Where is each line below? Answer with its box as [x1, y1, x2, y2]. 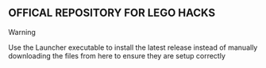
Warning [8, 27, 36, 36]
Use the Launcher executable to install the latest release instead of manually [8, 43, 258, 52]
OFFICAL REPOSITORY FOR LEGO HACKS [8, 6, 216, 20]
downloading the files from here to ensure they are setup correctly [8, 51, 226, 60]
